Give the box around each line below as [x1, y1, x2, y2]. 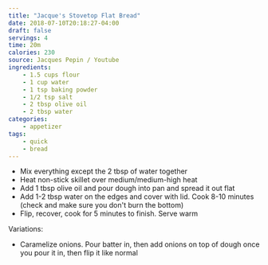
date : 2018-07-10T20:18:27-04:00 [8, 19, 120, 27]
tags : [8, 130, 26, 138]
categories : [8, 115, 48, 123]
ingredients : [8, 64, 52, 72]
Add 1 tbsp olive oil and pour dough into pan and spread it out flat [19, 184, 235, 193]
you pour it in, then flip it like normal [19, 248, 138, 258]
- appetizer [22, 123, 62, 131]
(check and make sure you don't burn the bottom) [19, 201, 184, 210]
